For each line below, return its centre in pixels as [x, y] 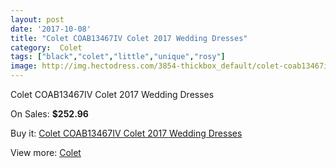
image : [24, 66]
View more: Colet [46, 152]
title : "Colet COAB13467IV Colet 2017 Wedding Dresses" [129, 38]
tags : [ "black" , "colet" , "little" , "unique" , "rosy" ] [118, 57]
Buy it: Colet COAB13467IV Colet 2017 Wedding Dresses [126, 133]
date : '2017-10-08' [51, 29]
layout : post [37, 19]
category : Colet [46, 47]
